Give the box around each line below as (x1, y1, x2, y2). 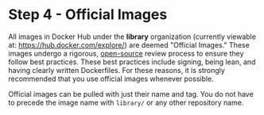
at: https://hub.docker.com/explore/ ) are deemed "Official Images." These (8, 40, 250, 49)
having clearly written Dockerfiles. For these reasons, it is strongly (8, 65, 225, 75)
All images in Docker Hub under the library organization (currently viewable (8, 32, 257, 41)
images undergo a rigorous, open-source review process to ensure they (8, 48, 244, 58)
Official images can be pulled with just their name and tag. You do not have (8, 89, 254, 98)
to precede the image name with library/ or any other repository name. (8, 98, 244, 107)
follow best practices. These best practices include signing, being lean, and (8, 57, 256, 67)
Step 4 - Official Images (8, 6, 168, 24)
